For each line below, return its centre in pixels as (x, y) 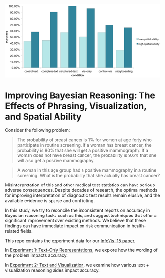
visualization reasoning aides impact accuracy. (52, 270)
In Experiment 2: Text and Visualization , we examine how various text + (77, 265)
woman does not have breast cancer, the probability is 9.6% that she (87, 155)
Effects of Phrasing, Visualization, (76, 106)
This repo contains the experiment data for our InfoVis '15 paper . (70, 241)
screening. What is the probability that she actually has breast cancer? (88, 175)
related (12, 231)
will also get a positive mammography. (56, 160)
